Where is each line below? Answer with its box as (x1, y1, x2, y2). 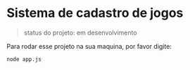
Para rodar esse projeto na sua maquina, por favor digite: (6, 42, 172, 50)
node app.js (6, 55, 42, 63)
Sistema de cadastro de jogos (6, 5, 184, 21)
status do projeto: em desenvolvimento (23, 28, 138, 37)
